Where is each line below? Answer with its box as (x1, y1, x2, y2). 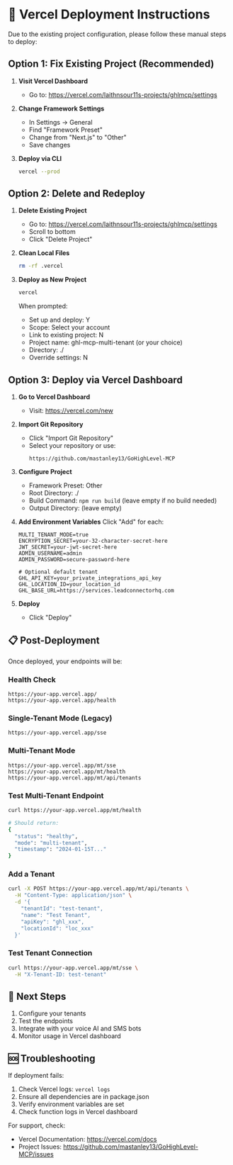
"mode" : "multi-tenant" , (14, 839, 88, 846)
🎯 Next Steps (8, 990, 67, 1002)
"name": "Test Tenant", (21, 911, 91, 918)
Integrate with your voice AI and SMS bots (18, 1024, 142, 1033)
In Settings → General (28, 118, 93, 126)
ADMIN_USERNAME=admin (18, 550, 82, 557)
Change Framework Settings (18, 104, 105, 113)
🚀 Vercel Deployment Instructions (8, 6, 210, 23)
